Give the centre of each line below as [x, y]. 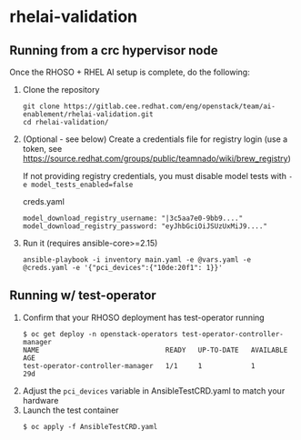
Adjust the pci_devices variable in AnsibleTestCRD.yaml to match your [154, 390]
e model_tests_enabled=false [78, 185]
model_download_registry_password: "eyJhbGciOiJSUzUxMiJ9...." [145, 226]
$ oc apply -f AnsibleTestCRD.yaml [90, 426]
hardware [40, 400]
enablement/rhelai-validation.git [88, 115]
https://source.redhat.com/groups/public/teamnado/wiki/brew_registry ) [156, 158]
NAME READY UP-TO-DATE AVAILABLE [155, 350]
